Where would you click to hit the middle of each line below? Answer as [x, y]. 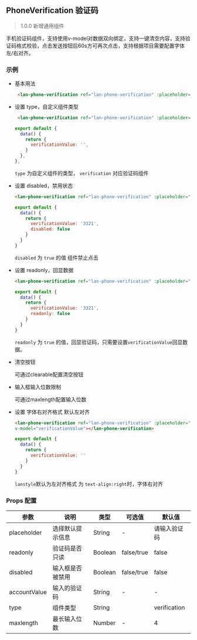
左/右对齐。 [20, 53]
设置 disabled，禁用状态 [44, 185]
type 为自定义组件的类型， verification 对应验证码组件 [81, 173]
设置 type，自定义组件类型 [47, 106]
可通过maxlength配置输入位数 [50, 399]
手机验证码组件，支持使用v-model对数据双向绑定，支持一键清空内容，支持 [96, 38]
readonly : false [50, 314]
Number [104, 623]
